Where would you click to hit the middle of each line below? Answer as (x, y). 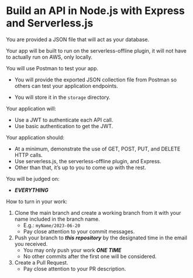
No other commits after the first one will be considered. (90, 256)
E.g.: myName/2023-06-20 (52, 225)
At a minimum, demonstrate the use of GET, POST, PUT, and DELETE (97, 149)
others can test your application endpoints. (66, 85)
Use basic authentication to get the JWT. (64, 126)
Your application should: (35, 137)
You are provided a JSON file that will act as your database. (78, 39)
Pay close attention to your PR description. (75, 269)
